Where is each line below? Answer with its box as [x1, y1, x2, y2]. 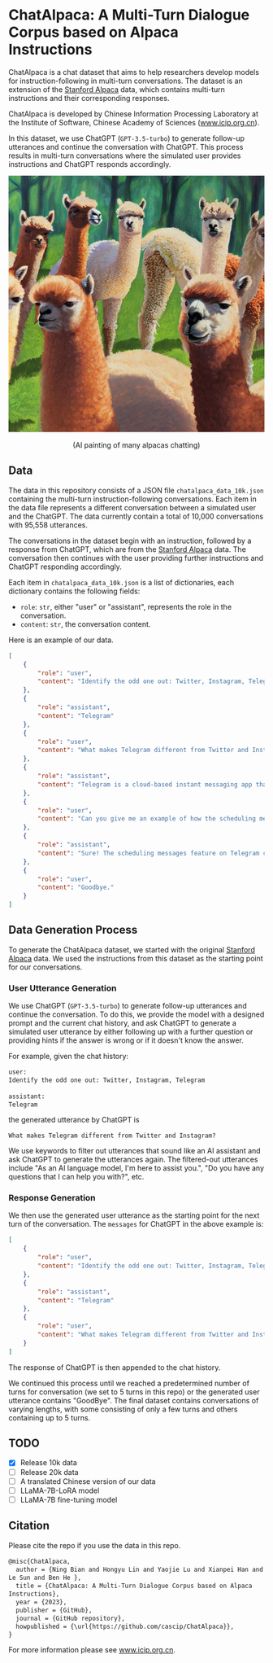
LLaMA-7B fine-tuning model [19, 1495, 118, 1504]
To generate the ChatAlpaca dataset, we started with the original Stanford [8, 944, 256, 954]
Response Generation [8, 1193, 96, 1204]
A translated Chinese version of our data [19, 1476, 156, 1486]
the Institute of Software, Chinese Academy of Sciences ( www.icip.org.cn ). [8, 117, 260, 127]
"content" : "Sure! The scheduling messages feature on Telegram [37, 849, 260, 857]
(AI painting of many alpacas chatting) [72, 440, 201, 449]
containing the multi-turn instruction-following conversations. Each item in [8, 494, 258, 504]
